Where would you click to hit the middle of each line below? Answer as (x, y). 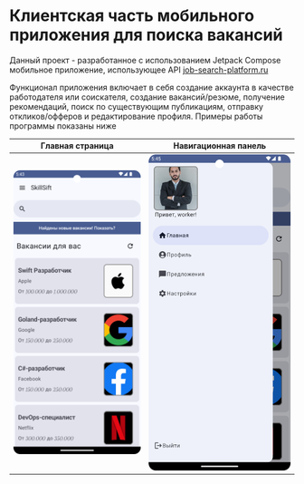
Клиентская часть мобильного (132, 16)
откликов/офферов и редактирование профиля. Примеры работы (136, 116)
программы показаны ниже (63, 126)
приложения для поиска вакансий (146, 35)
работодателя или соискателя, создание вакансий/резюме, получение (147, 97)
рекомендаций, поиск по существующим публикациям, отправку (137, 106)
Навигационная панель (220, 146)
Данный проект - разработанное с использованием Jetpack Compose (145, 60)
